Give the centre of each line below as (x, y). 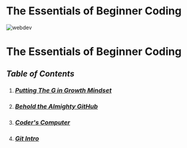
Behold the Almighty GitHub (56, 107)
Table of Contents (40, 74)
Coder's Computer (42, 122)
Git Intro (27, 138)
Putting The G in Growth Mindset (63, 91)
